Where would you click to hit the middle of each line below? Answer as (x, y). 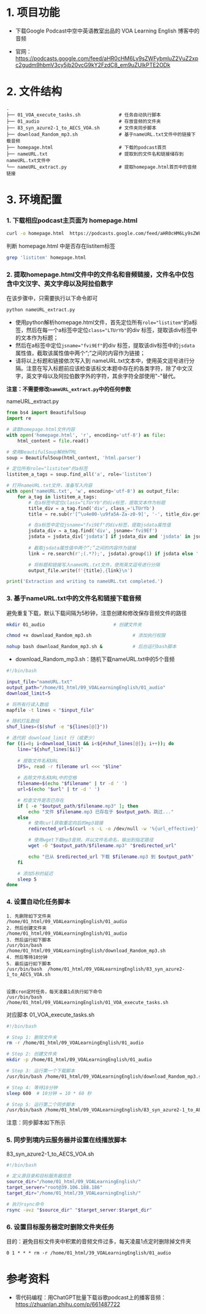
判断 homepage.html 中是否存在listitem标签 (61, 246)
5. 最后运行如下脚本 (29, 964)
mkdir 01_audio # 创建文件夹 (74, 624)
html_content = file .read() (53, 441)
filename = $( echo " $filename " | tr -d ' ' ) (72, 784)
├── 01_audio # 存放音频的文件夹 (84, 121)
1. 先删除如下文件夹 (29, 916)
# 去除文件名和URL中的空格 (47, 778)
